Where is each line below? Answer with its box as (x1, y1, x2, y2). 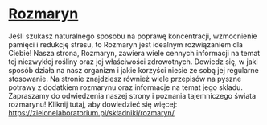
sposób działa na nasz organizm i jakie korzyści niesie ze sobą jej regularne (8, 65, 259, 75)
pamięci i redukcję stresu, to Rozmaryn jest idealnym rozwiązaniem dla (8, 39, 244, 49)
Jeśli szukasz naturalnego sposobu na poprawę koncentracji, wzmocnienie (8, 31, 257, 41)
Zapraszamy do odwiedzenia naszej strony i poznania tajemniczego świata (8, 91, 257, 100)
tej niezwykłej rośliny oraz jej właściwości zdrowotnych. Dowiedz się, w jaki (8, 57, 259, 67)
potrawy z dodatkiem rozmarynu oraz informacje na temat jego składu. (8, 82, 244, 92)
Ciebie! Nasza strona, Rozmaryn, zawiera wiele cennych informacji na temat (8, 48, 261, 58)
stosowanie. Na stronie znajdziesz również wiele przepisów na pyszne (8, 74, 242, 83)
